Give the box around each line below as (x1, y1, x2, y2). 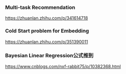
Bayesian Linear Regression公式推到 (5, 52, 94, 59)
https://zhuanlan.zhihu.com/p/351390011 (5, 38, 88, 44)
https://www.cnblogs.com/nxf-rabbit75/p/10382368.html (5, 63, 121, 69)
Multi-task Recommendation (5, 4, 76, 11)
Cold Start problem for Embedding (5, 28, 89, 35)
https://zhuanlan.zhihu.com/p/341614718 (5, 15, 88, 21)
